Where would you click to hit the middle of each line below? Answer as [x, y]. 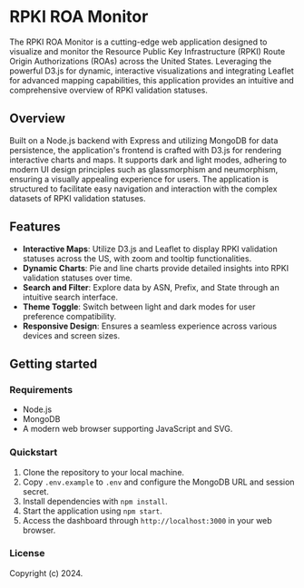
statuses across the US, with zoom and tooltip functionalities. [137, 258]
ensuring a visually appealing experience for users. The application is [139, 179]
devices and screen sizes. [71, 335]
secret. [36, 491]
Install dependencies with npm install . [95, 501]
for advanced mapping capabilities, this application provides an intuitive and [152, 80]
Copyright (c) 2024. [46, 573]
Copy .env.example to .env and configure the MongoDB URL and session [158, 482]
